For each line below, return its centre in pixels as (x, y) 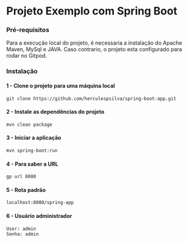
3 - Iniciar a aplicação (34, 138)
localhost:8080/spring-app (40, 203)
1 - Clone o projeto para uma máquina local (61, 86)
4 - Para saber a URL (32, 164)
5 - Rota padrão (26, 190)
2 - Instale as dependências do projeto (55, 112)
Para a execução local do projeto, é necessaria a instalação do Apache (94, 43)
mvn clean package (29, 125)
